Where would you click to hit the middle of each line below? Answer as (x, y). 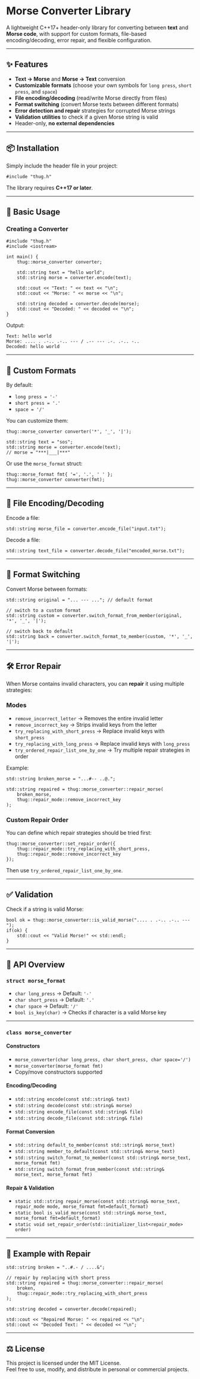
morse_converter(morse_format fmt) (59, 1066)
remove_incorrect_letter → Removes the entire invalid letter (89, 718)
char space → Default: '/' (46, 1006)
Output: (15, 326)
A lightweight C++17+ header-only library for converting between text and (97, 27)
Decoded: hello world (33, 347)
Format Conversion (31, 1132)
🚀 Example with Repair (49, 1254)
